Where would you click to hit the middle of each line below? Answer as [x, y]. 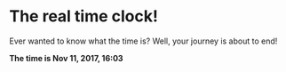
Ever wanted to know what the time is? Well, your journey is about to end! [143, 41]
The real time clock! [83, 16]
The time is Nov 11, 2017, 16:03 [66, 58]
